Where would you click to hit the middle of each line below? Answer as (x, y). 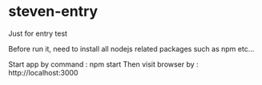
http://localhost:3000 (43, 72)
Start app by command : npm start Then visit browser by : (103, 64)
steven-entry (53, 12)
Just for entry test (38, 33)
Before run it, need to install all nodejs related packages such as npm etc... (131, 48)
